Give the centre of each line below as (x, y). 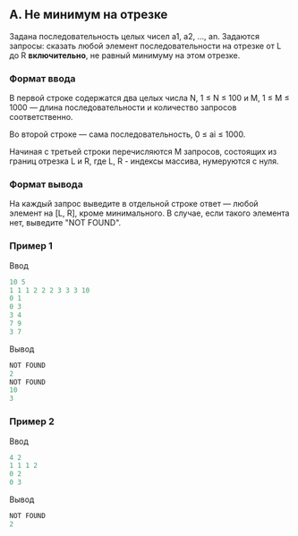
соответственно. (41, 117)
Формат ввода (43, 78)
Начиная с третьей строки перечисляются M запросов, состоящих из (143, 152)
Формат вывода (46, 184)
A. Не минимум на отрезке (89, 15)
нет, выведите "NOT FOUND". (65, 223)
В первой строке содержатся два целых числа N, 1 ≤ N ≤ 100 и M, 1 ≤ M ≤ (149, 98)
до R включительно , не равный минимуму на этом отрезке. (125, 55)
